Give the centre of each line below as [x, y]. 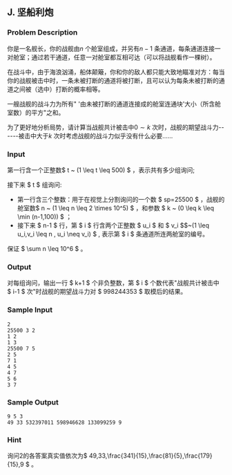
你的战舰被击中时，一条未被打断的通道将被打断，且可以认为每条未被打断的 [113, 80]
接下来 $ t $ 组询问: [35, 185]
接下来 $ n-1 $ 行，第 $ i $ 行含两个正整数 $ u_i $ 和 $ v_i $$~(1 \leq [113, 225]
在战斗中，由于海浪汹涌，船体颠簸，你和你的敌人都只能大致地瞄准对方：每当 [116, 72]
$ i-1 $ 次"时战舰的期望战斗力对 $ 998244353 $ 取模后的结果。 [97, 292]
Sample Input [30, 310]
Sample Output [33, 402]
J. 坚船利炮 [30, 12]
